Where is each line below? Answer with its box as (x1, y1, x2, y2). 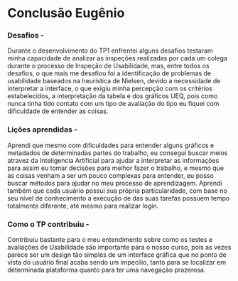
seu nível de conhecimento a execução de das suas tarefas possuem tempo (7, 193, 230, 202)
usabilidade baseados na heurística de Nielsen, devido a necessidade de (7, 77, 221, 85)
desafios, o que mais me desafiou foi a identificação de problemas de (7, 69, 212, 78)
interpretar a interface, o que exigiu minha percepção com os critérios (7, 84, 213, 93)
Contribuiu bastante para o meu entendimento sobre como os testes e (7, 235, 213, 244)
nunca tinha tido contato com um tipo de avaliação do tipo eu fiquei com (7, 100, 220, 108)
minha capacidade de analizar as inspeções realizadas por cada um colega (7, 54, 227, 63)
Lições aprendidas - (7, 124, 78, 134)
